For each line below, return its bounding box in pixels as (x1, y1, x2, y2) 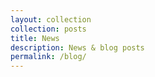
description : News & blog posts (10, 42, 145, 53)
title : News (10, 33, 60, 43)
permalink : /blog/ (10, 52, 87, 62)
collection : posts (10, 24, 87, 34)
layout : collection (10, 14, 92, 25)
